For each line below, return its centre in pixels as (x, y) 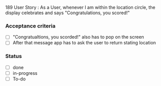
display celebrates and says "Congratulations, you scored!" (68, 13)
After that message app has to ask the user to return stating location (84, 43)
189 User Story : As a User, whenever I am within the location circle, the (80, 7)
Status (14, 56)
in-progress (25, 73)
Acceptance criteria (31, 26)
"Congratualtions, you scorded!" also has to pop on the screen (78, 37)
